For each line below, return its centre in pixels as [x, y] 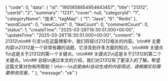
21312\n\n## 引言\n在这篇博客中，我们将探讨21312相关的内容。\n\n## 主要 [83, 41]
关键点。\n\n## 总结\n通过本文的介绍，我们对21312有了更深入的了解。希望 [83, 60]
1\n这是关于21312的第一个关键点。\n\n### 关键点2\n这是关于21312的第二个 [83, 54]
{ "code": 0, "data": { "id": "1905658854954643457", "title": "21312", [77, 7]
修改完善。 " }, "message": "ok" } [43, 73]
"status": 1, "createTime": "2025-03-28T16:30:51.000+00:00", [70, 30]
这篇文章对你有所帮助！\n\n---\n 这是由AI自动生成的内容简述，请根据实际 [81, 66]
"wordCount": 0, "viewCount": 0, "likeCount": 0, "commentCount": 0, [77, 24]
